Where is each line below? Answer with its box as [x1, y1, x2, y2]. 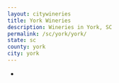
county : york [7, 43, 46, 50]
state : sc [7, 37, 37, 44]
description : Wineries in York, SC [7, 23, 113, 31]
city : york [7, 50, 40, 57]
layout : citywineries [7, 10, 72, 18]
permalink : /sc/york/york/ [7, 30, 87, 38]
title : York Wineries [7, 17, 72, 24]
